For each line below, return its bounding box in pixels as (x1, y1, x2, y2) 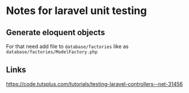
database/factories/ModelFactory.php (6, 49, 98, 55)
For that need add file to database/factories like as (6, 43, 129, 50)
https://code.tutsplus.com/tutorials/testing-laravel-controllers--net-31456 (6, 80, 183, 87)
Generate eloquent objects (6, 27, 105, 37)
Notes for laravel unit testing (6, 4, 147, 18)
